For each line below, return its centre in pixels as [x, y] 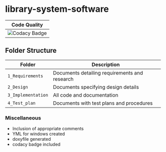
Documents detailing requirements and [98, 73]
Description [106, 64]
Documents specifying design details [96, 87]
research [63, 79]
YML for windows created [39, 134]
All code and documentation [85, 95]
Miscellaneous [23, 118]
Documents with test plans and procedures [103, 103]
